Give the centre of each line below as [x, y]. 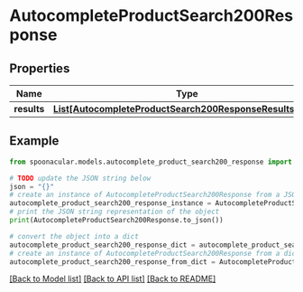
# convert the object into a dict [74, 236]
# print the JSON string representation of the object [115, 212]
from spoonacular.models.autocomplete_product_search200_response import [151, 162]
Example [34, 141]
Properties [40, 68]
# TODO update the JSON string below [80, 178]
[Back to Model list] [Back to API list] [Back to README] [113, 279]
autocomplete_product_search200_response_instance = [110, 203]
